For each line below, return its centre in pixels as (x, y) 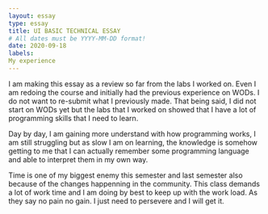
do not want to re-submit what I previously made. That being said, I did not (132, 101)
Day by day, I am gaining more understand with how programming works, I (132, 133)
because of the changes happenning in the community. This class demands (134, 183)
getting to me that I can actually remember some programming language (129, 151)
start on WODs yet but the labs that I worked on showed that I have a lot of (132, 109)
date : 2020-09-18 (38, 46)
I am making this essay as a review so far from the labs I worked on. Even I (132, 84)
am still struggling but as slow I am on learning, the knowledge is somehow (133, 142)
